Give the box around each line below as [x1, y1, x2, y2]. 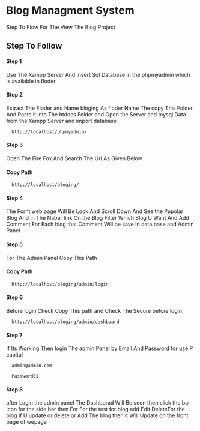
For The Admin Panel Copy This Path [6, 254, 97, 261]
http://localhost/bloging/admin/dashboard [11, 319, 120, 325]
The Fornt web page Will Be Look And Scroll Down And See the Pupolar [6, 208, 184, 215]
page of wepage [6, 418, 47, 426]
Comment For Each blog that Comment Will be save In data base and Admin [6, 220, 194, 228]
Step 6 [6, 294, 23, 301]
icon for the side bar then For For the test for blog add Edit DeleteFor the [6, 406, 185, 413]
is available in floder [6, 77, 56, 85]
